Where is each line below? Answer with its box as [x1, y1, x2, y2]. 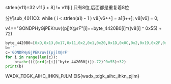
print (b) [5, 64, 24, 69]
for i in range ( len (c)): [5, 55, 58, 60]
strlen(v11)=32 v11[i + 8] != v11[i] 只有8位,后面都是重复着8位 [5, 5, 130, 10]
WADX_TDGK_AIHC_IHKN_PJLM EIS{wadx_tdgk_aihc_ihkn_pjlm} [5, 73, 140, 79]
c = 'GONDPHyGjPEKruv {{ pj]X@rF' [5, 50, 70, 55]
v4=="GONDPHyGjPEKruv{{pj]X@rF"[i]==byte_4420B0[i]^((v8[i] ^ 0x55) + [5, 25, 162, 31]
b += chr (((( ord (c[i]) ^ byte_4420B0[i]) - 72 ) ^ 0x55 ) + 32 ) [14, 59, 126, 64]
